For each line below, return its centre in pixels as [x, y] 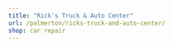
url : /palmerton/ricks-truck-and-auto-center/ [87, 23]
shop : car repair [37, 30]
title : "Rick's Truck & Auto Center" [71, 16]
